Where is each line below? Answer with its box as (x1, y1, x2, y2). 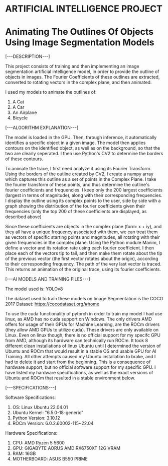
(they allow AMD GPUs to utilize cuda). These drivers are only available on (5, 327, 159, 333)
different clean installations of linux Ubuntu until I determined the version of (5, 343, 161, 349)
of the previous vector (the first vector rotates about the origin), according (5, 255, 158, 262)
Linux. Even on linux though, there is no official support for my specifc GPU (5, 332, 160, 338)
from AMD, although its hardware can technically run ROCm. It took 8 (5, 338, 148, 344)
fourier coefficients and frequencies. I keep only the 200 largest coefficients (5, 187, 163, 193)
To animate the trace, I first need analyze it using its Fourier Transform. (5, 166, 152, 172)
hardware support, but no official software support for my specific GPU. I (5, 364, 156, 370)
